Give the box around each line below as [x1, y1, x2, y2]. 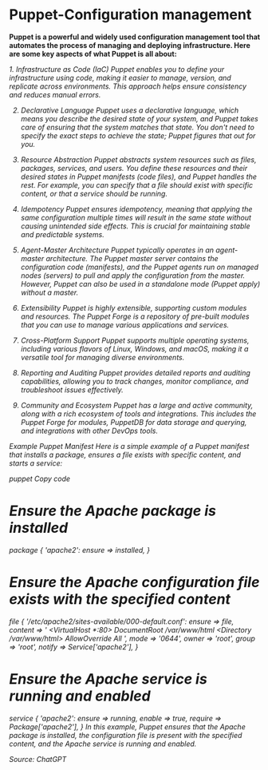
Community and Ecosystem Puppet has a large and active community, [20, 400, 254, 410]
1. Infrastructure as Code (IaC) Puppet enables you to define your [9, 64, 225, 73]
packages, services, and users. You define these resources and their [20, 163, 248, 173]
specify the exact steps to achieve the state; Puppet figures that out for [20, 130, 256, 141]
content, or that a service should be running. [20, 189, 168, 198]
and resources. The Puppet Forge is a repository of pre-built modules [20, 312, 250, 321]
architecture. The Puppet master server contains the [45, 253, 219, 263]
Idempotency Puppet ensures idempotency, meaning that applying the [20, 204, 253, 213]
